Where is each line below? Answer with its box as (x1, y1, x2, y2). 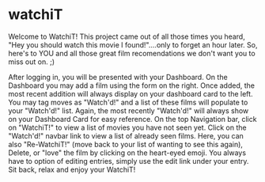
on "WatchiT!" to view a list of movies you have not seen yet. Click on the (8, 123, 247, 132)
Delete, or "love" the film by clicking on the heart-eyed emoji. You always (8, 148, 247, 157)
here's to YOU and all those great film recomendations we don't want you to (8, 48, 256, 58)
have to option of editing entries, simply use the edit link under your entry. (8, 156, 249, 165)
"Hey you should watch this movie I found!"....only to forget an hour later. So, (8, 40, 258, 49)
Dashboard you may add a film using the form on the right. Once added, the (8, 81, 256, 90)
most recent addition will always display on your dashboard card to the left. (8, 89, 253, 98)
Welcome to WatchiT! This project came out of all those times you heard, (8, 32, 245, 41)
